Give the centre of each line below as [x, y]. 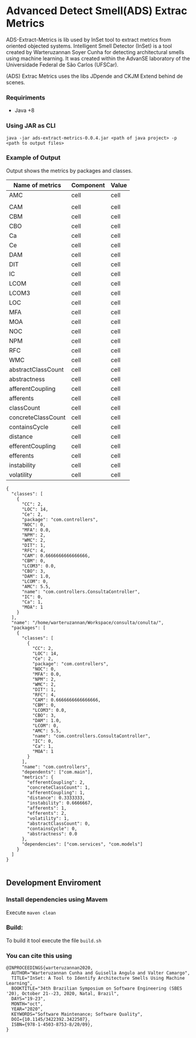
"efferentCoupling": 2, [56, 782]
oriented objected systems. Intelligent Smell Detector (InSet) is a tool [89, 46]
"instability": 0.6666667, [60, 803]
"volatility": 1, [48, 818]
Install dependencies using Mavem [57, 900]
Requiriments [26, 97]
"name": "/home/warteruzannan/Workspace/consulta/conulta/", [88, 622]
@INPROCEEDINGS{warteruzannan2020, [50, 968]
